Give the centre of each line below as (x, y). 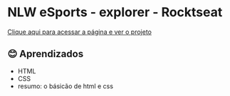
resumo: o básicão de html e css (66, 86)
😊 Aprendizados (46, 54)
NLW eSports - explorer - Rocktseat (115, 12)
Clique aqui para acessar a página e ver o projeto (79, 32)
